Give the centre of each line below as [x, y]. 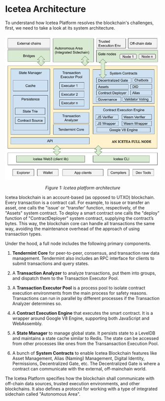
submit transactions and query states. [51, 264]
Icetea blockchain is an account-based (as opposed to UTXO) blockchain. [80, 198]
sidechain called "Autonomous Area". [43, 394]
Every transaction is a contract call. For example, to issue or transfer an [78, 202]
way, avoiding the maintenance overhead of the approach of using [72, 229]
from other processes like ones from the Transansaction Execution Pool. [85, 344]
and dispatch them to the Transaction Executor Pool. [66, 278]
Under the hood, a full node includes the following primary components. [78, 244]
